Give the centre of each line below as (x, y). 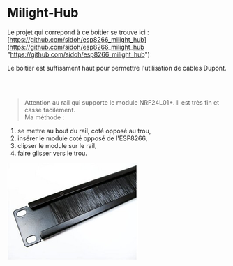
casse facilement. (50, 110)
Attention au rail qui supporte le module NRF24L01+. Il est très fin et (122, 102)
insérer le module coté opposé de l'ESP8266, (82, 138)
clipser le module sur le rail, (57, 145)
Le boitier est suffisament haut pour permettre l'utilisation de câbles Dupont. (117, 68)
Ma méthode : (44, 117)
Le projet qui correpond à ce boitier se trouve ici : (78, 32)
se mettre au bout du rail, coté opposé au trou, (84, 131)
